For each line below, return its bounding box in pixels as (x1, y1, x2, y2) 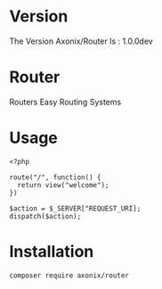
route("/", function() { (9, 172, 101, 182)
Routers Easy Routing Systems (9, 96, 122, 107)
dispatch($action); (9, 211, 82, 220)
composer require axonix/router (9, 270, 129, 280)
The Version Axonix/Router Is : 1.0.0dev (9, 36, 153, 46)
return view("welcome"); (17, 180, 109, 189)
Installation (9, 242, 94, 261)
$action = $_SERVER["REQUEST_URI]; (9, 203, 142, 213)
